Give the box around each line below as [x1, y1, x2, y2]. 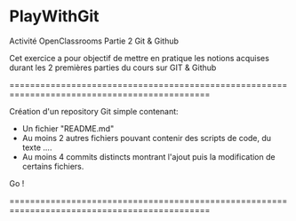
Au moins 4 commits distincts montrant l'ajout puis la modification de [21, 151, 276, 162]
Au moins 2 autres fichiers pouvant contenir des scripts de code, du [21, 132, 272, 143]
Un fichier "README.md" [21, 122, 115, 134]
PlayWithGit [9, 6, 100, 27]
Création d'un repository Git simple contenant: [9, 106, 180, 116]
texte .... [21, 142, 52, 153]
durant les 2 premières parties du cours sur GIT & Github [9, 62, 217, 73]
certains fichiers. [21, 161, 84, 171]
